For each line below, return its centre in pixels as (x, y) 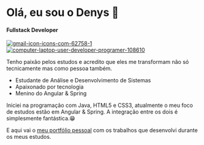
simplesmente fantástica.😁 (41, 119)
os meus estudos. (29, 137)
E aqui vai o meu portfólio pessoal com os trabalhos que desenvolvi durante (102, 130)
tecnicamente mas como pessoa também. (59, 69)
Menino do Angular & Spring (51, 93)
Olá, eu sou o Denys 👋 (63, 13)
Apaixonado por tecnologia (49, 87)
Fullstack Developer (32, 29)
